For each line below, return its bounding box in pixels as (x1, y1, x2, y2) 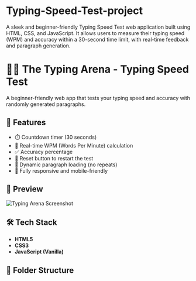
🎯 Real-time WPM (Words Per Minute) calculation (14, 142, 133, 149)
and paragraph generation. (6, 42, 71, 49)
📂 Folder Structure (6, 265, 74, 275)
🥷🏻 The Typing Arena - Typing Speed (6, 63, 189, 76)
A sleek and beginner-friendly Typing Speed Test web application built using (6, 23, 191, 30)
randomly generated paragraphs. (6, 101, 86, 108)
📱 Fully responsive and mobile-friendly (14, 167, 108, 174)
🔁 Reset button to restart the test (14, 155, 94, 162)
